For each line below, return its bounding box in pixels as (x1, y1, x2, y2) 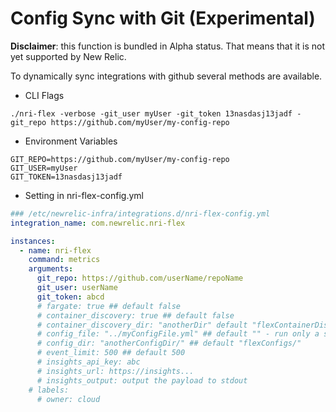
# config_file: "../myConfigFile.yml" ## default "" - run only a (36, 329, 320, 339)
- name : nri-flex (19, 245, 92, 256)
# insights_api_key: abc (36, 357, 141, 367)
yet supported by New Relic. (10, 50, 127, 62)
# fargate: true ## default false (36, 301, 182, 311)
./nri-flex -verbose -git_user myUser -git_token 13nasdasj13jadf (10, 108, 293, 119)
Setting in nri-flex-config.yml (24, 189, 144, 201)
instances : (10, 236, 56, 246)
